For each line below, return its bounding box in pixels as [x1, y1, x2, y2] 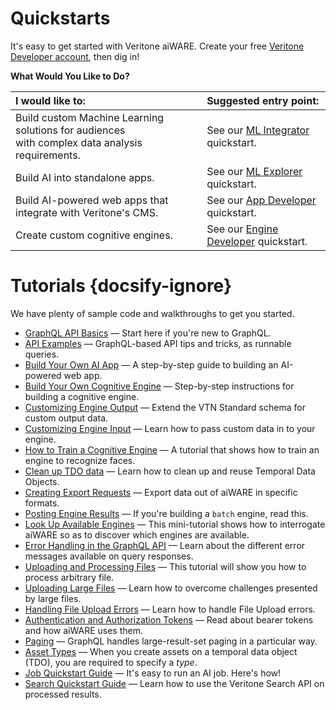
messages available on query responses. [24, 550, 194, 562]
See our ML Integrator [206, 123, 310, 137]
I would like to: [15, 93, 86, 107]
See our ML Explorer [206, 164, 303, 178]
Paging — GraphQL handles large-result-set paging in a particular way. [24, 635, 318, 647]
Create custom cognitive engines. [15, 228, 173, 242]
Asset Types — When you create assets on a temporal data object [24, 645, 298, 657]
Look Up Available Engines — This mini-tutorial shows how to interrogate [24, 518, 326, 530]
